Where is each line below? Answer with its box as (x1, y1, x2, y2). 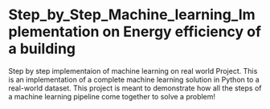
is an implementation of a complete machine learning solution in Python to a (8, 75, 260, 84)
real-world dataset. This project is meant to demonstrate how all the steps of (8, 83, 263, 93)
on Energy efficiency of (102, 22, 262, 41)
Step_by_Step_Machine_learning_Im (8, 6, 256, 24)
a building (8, 40, 76, 58)
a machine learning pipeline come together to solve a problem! (8, 91, 215, 101)
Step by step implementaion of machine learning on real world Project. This (8, 66, 258, 75)
